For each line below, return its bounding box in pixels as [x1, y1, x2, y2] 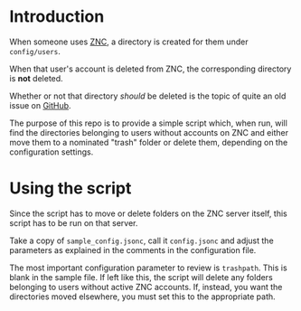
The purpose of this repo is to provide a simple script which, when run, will [9, 118, 287, 128]
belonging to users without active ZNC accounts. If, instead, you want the [9, 281, 283, 292]
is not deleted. [9, 72, 63, 83]
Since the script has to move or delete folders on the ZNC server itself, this [9, 208, 287, 219]
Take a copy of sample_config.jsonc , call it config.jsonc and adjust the [9, 235, 274, 246]
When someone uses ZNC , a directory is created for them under [9, 36, 249, 47]
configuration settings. [9, 146, 94, 157]
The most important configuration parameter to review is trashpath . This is [9, 262, 287, 273]
